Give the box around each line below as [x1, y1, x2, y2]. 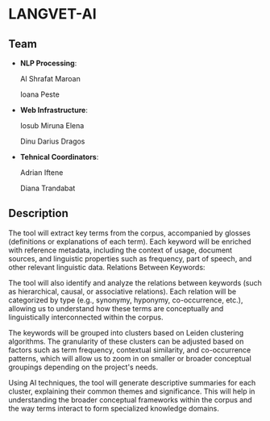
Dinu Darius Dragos [19, 136, 85, 146]
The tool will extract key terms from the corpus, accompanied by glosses [8, 227, 251, 238]
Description [8, 206, 69, 220]
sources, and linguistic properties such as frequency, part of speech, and [8, 253, 252, 263]
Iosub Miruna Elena [19, 121, 85, 130]
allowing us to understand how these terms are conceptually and [8, 303, 224, 313]
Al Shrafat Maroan [19, 74, 81, 83]
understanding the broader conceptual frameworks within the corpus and [8, 394, 252, 404]
